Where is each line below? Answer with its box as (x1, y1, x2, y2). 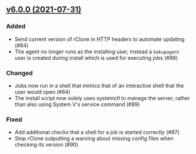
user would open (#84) (14, 88, 70, 95)
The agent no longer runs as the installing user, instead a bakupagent (14, 48, 180, 55)
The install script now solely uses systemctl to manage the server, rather (14, 94, 191, 101)
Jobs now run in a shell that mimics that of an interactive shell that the (14, 82, 184, 89)
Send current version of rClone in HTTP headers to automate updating (14, 35, 185, 43)
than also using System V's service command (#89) (14, 101, 140, 108)
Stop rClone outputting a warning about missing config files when (14, 135, 174, 142)
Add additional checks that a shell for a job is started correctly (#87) (14, 129, 180, 136)
